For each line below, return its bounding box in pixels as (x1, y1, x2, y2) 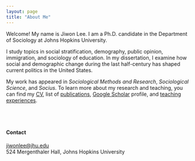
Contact (6, 129, 26, 136)
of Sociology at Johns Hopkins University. (6, 36, 107, 43)
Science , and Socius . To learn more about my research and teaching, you (6, 84, 183, 91)
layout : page (6, 8, 38, 15)
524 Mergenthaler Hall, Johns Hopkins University (6, 148, 125, 155)
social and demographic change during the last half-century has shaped (6, 60, 180, 68)
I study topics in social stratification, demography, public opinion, (6, 48, 163, 55)
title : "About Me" (6, 14, 51, 20)
